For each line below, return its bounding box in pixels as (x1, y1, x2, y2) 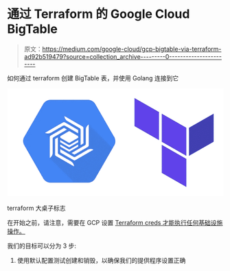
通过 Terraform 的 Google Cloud (7, 6, 190, 22)
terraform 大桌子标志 (7, 204, 67, 212)
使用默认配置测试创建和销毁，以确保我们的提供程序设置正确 (16, 256, 186, 264)
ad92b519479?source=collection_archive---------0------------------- (23, 52, 222, 60)
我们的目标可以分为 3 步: (7, 241, 77, 250)
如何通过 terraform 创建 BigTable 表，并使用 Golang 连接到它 (7, 73, 179, 82)
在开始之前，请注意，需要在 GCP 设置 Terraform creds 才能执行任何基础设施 (7, 218, 223, 226)
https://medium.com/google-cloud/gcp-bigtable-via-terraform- (42, 45, 222, 53)
